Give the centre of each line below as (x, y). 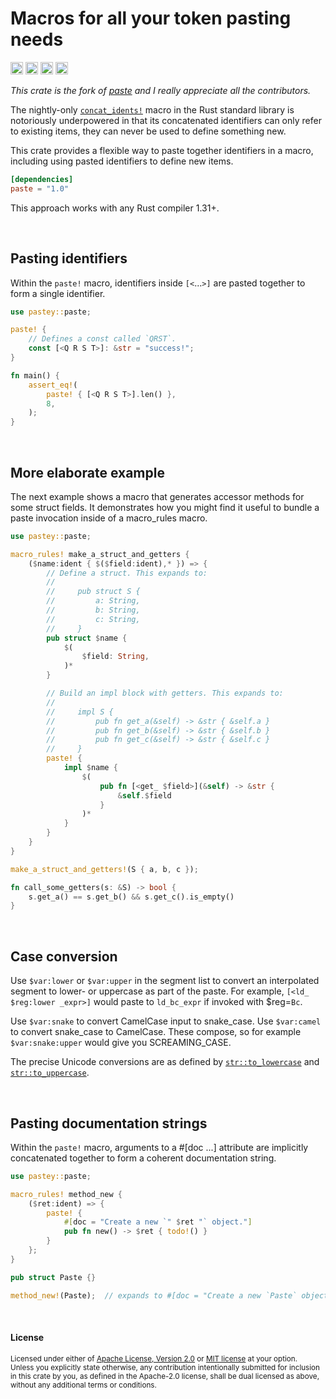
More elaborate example (87, 472)
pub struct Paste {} (53, 1277)
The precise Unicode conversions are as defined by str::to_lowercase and (165, 1062)
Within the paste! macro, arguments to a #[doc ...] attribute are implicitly (159, 1147)
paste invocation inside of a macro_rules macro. (109, 518)
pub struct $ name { (87, 638)
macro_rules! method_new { (66, 1194)
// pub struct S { (93, 592)
